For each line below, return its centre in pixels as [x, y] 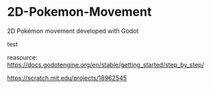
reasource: [22, 57]
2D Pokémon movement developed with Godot [73, 31]
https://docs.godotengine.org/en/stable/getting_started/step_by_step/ [105, 64]
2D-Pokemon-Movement [79, 12]
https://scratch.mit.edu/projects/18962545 [67, 78]
